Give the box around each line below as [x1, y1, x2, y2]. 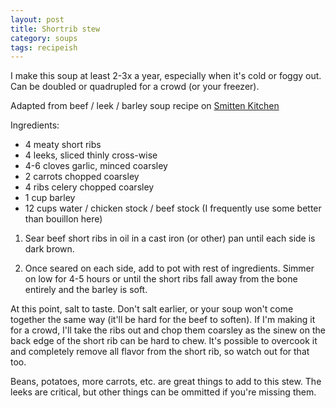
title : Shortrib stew [10, 24, 101, 34]
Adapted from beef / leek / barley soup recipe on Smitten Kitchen [10, 100, 280, 112]
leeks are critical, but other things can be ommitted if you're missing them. [10, 386, 317, 398]
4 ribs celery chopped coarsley [24, 181, 155, 193]
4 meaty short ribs [24, 139, 102, 151]
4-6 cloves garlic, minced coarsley [24, 160, 168, 172]
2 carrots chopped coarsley [24, 171, 140, 183]
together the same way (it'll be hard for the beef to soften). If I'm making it [10, 314, 316, 326]
